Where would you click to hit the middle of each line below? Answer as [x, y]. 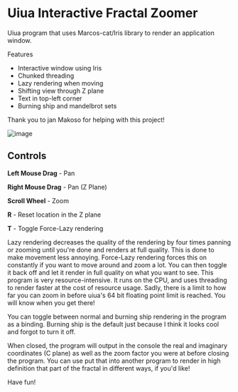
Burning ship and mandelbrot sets [67, 105]
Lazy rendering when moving [60, 83]
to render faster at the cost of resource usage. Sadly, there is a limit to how [117, 287]
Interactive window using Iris [60, 68]
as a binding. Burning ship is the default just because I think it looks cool [113, 324]
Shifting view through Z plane [61, 91]
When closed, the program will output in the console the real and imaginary [117, 345]
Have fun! [22, 382]
